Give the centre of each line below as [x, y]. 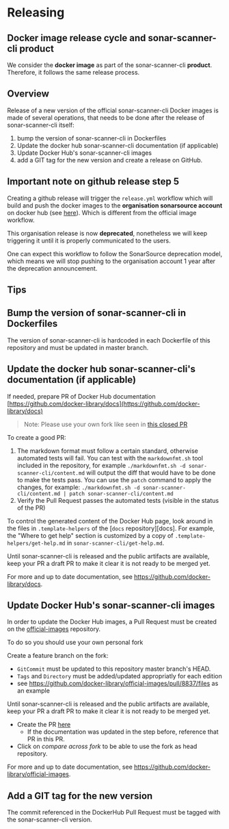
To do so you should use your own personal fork [75, 643]
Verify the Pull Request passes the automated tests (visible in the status [118, 500]
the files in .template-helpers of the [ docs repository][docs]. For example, [111, 528]
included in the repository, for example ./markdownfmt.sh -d [101, 465]
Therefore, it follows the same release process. [73, 72]
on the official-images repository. [54, 629]
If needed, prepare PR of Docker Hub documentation [81, 396]
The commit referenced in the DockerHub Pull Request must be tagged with [114, 813]
